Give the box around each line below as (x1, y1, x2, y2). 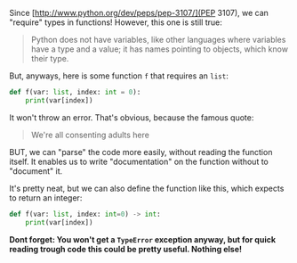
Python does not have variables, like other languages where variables (30, 35, 286, 45)
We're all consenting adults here (30, 129, 149, 140)
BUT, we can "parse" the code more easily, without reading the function (9, 146, 273, 157)
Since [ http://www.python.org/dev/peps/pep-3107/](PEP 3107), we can (9, 8, 269, 18)
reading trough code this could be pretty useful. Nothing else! (9, 243, 243, 254)
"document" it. (9, 165, 63, 177)
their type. (30, 53, 69, 63)
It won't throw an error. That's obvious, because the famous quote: (9, 111, 254, 123)
